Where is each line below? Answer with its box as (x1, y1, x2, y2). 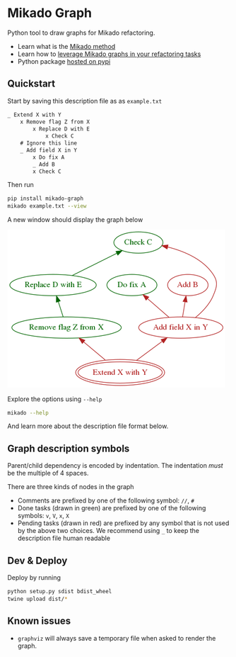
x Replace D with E (33, 125, 90, 133)
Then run (7, 180, 34, 189)
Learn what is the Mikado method (17, 42, 116, 50)
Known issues (7, 615, 71, 627)
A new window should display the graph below (7, 215, 143, 224)
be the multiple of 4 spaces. (7, 469, 89, 478)
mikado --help (7, 409, 49, 416)
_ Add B (33, 161, 55, 168)
